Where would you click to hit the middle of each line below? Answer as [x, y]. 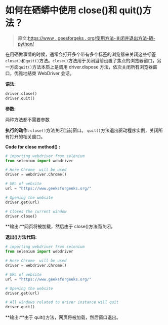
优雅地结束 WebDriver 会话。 [44, 73]
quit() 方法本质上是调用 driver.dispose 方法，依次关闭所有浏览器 [86, 67]
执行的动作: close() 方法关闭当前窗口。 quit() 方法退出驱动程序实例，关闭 [82, 130]
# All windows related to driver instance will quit [62, 302]
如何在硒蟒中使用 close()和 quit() [74, 10]
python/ [26, 44]
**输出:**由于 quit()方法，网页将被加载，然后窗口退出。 [63, 317]
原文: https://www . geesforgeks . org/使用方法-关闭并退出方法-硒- [87, 38]
